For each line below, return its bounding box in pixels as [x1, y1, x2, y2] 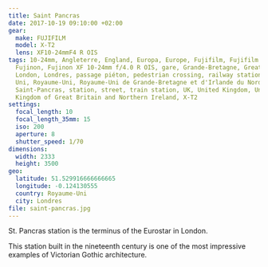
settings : [8, 100, 41, 108]
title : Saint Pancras [8, 11, 81, 20]
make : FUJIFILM [15, 33, 66, 42]
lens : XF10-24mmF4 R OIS [15, 49, 98, 57]
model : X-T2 [15, 41, 56, 49]
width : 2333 [15, 152, 56, 160]
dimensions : [8, 145, 48, 153]
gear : [8, 26, 26, 34]
